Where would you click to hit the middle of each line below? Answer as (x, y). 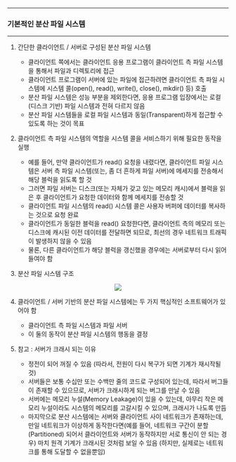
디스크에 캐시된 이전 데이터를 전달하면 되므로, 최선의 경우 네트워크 (118, 232)
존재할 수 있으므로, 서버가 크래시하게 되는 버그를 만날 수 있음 (118, 390)
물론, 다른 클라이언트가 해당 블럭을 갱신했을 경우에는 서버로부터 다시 (121, 250)
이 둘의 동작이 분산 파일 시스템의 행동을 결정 (88, 334)
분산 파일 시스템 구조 (46, 274)
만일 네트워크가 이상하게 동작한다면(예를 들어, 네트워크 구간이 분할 (118, 425)
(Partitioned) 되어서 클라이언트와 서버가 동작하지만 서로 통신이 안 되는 (124, 434)
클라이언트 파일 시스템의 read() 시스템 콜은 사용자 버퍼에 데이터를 (117, 206)
